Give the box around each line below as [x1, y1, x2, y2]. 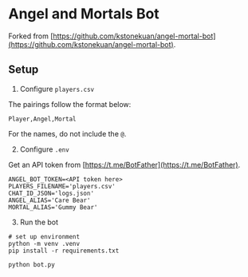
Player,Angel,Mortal [8, 115, 77, 123]
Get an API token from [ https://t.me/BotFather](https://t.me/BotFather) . [8, 160, 241, 169]
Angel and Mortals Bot [8, 5, 159, 23]
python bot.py [8, 260, 56, 268]
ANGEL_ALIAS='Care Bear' [8, 196, 91, 204]
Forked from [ [8, 31, 53, 41]
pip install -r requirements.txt [8, 247, 120, 255]
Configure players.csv [19, 84, 95, 93]
